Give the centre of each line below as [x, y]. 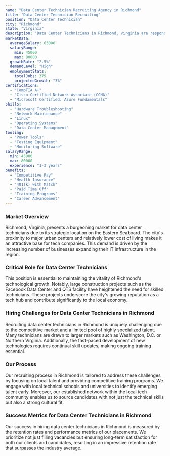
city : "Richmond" [24, 24]
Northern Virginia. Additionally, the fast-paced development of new [75, 340]
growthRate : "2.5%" [30, 62]
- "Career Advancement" [35, 198]
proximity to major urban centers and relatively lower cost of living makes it [83, 238]
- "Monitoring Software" [36, 147]
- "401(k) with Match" [34, 185]
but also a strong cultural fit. [35, 402]
